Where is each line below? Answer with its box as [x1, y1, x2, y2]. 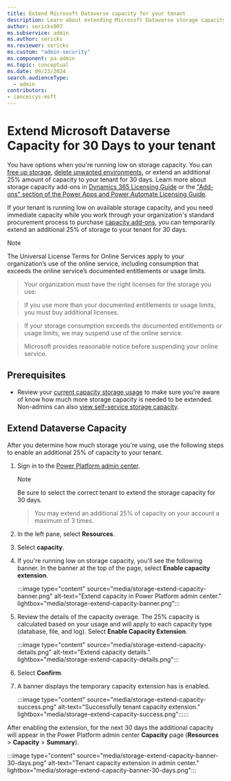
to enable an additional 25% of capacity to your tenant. [7, 448, 163, 456]
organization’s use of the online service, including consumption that [7, 259, 199, 268]
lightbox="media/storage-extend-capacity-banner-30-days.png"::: [7, 766, 197, 774]
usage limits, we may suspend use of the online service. [23, 328, 184, 337]
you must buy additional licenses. [23, 308, 119, 316]
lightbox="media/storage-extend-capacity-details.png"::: [16, 655, 179, 663]
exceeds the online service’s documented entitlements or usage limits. [7, 266, 206, 275]
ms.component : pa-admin [7, 55, 76, 62]
